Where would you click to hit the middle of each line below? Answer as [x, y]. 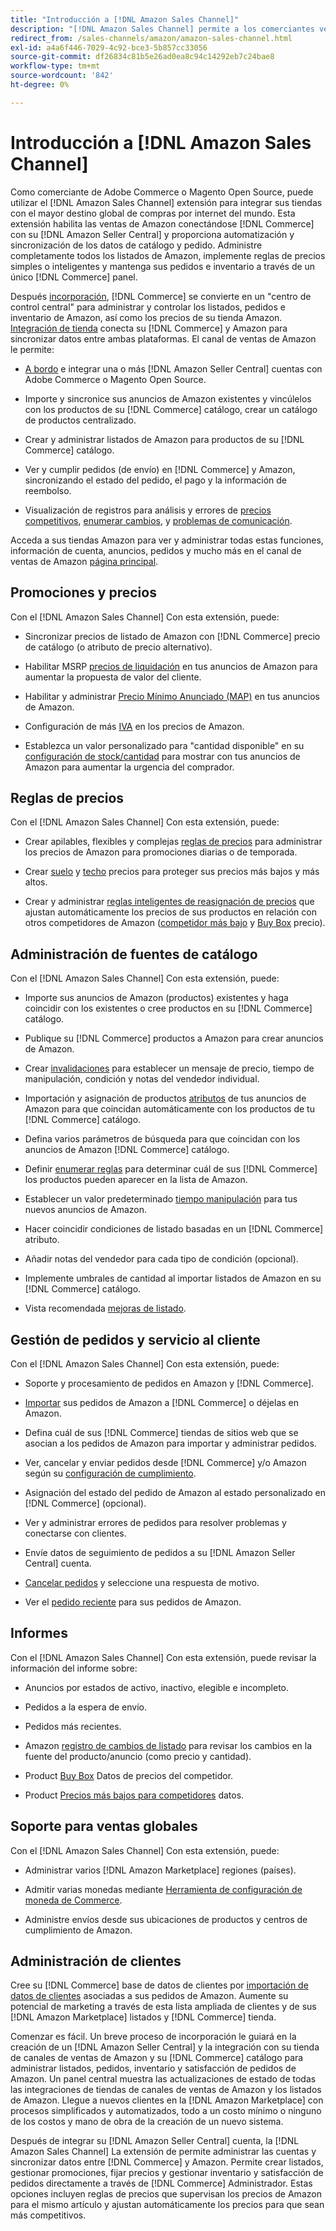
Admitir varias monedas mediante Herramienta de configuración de [163, 1889]
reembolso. [48, 490]
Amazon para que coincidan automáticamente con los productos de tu [169, 1109]
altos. [36, 882]
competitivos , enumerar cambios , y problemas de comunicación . [158, 520]
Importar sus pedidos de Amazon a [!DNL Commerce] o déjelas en [162, 1402]
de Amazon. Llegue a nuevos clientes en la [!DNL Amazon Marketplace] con [167, 2100]
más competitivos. [48, 2215]
